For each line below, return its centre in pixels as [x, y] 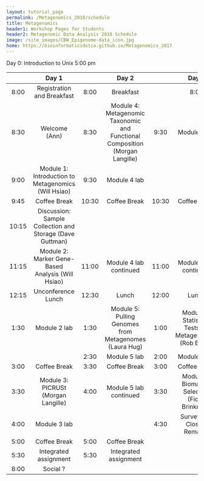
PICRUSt [54, 388]
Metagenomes [125, 339]
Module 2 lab [54, 328]
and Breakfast [54, 96]
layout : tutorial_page [35, 12]
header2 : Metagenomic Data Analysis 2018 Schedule [72, 35]
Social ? [54, 469]
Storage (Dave [54, 234]
